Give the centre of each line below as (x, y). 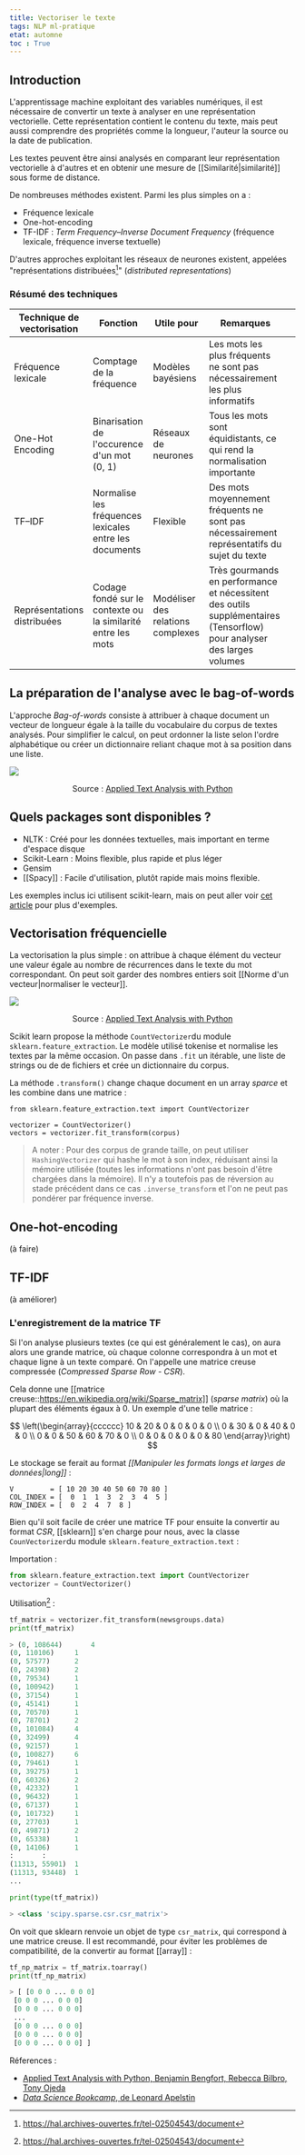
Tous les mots (238, 416)
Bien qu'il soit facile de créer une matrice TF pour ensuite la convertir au (144, 1522)
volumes (226, 662)
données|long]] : (40, 1472)
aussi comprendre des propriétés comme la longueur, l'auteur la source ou (149, 131)
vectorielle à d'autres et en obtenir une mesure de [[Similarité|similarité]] (145, 168)
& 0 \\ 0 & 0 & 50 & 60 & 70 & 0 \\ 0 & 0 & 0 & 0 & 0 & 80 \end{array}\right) (152, 1436)
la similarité (117, 622)
